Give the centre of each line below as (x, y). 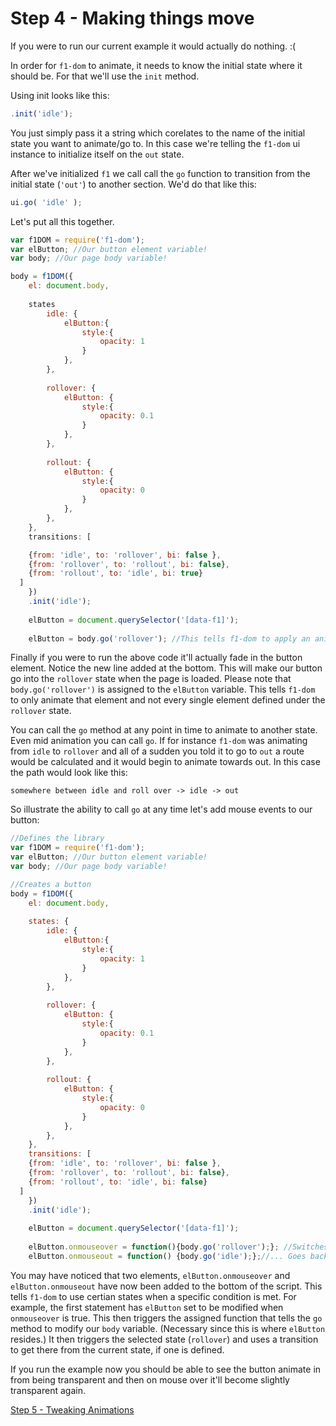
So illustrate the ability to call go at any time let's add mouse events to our (161, 809)
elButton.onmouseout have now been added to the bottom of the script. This (166, 1286)
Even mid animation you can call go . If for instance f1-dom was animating (159, 741)
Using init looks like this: (60, 95)
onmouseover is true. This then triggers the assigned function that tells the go (166, 1318)
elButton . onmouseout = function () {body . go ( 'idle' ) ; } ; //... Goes (167, 1256)
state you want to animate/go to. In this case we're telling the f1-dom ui (155, 143)
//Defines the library (57, 838)
